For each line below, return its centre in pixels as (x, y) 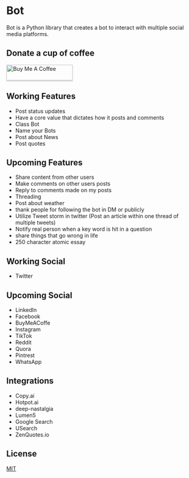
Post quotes (30, 143)
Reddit (23, 342)
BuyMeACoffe (33, 323)
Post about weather (40, 203)
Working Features (41, 96)
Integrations (30, 381)
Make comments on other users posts (63, 184)
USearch (26, 428)
